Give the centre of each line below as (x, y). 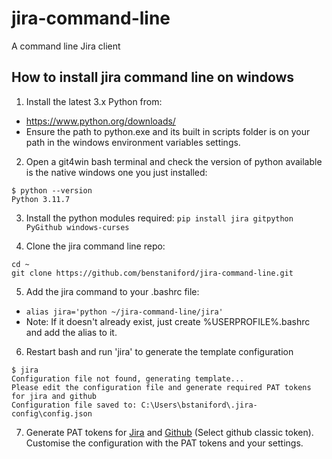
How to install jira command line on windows (153, 77)
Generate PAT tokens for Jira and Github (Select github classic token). (169, 432)
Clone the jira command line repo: (95, 246)
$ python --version (52, 190)
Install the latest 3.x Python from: (94, 101)
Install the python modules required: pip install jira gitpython (159, 218)
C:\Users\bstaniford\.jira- (199, 405)
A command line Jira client (66, 46)
